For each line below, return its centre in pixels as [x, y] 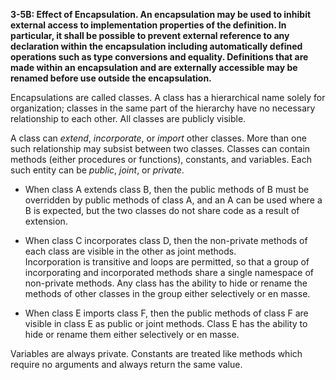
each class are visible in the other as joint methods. [130, 251]
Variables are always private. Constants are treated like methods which [156, 353]
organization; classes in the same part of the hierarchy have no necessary [163, 108]
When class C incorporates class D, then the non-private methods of [166, 240]
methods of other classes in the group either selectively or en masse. [167, 293]
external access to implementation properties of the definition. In [148, 25]
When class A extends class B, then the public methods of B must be [167, 189]
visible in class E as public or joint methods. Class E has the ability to [166, 323]
